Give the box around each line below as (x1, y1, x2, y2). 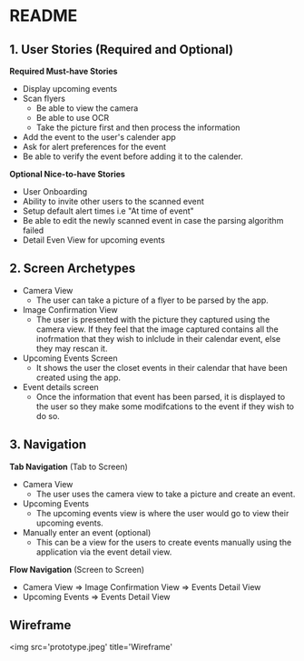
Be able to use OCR (35, 113, 110, 123)
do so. (35, 410, 61, 421)
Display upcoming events (22, 84, 118, 94)
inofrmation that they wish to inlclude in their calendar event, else (35, 333, 281, 344)
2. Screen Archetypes (9, 261, 136, 276)
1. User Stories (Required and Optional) (9, 42, 234, 57)
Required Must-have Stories (9, 65, 118, 76)
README (9, 5, 78, 26)
